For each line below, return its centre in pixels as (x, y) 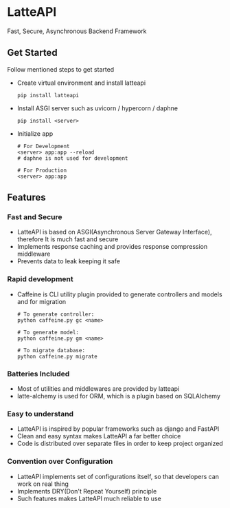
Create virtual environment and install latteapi (81, 83)
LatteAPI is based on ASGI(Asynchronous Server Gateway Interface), (114, 232)
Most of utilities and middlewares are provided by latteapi (98, 389)
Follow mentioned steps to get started (61, 69)
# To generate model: (48, 332)
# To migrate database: (51, 350)
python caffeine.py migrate (57, 356)
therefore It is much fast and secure (68, 239)
